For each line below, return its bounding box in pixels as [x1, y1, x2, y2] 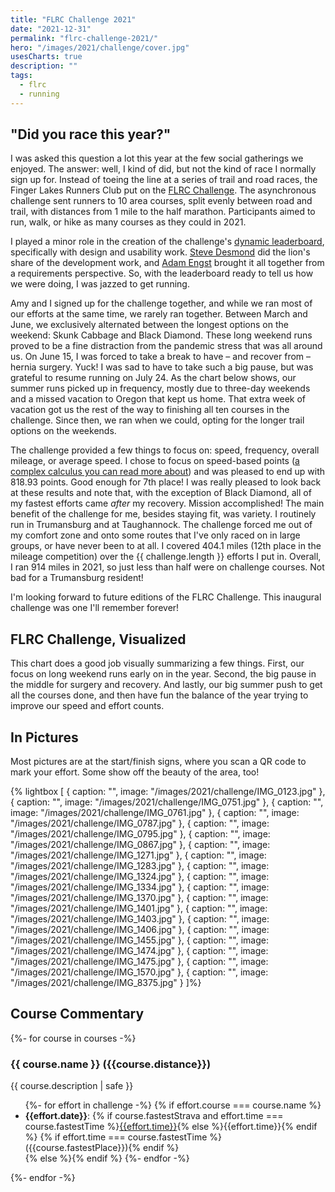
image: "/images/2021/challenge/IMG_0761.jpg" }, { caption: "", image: [10, 807, 300, 819]
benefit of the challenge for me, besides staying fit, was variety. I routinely [10, 508, 317, 520]
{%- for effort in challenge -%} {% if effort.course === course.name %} [24, 1099, 322, 1111]
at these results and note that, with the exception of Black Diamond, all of [10, 487, 312, 499]
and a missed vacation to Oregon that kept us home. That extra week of [10, 393, 307, 405]
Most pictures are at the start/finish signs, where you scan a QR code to [10, 756, 307, 768]
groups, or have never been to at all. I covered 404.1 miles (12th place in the [10, 540, 322, 552]
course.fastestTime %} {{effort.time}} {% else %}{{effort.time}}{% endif [24, 1121, 318, 1133]
